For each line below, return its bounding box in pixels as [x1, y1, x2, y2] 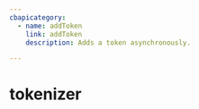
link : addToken [25, 29, 83, 38]
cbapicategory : [9, 13, 67, 22]
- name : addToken [17, 21, 83, 30]
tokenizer [9, 84, 83, 105]
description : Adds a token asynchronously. [25, 38, 192, 47]
